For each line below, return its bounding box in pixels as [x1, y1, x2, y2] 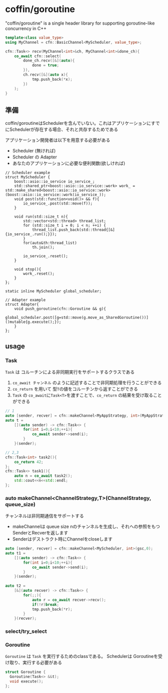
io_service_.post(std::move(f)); [23, 201, 93, 206]
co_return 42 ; [14, 459, 43, 464]
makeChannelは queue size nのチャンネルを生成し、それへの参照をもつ [12, 524, 160, 530]
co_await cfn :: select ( [14, 54, 61, 59]
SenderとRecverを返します [12, 530, 68, 536]
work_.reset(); [23, 271, 55, 276]
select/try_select [5, 628, 47, 635]
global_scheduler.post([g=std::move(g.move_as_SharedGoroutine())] [5, 315, 149, 320]
